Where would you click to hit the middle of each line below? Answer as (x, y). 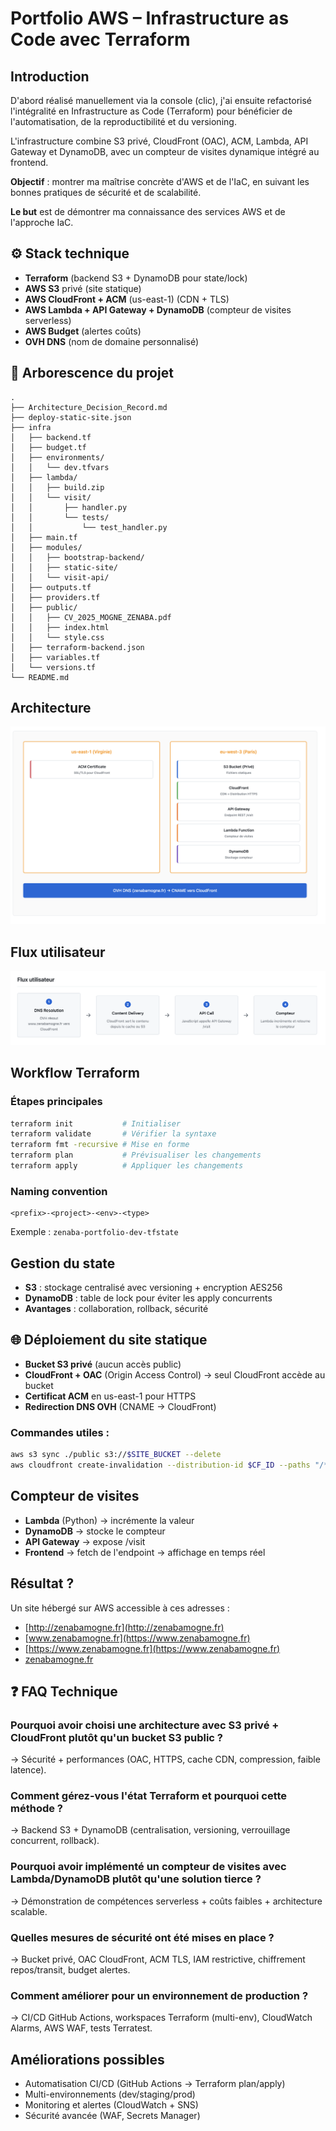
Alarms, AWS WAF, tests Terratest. (81, 2028)
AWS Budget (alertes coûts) (83, 331)
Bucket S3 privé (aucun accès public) (103, 1364)
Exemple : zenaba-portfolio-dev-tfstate (94, 1232)
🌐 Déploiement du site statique (109, 1340)
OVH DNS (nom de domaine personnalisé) (112, 341)
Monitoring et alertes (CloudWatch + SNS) (111, 2105)
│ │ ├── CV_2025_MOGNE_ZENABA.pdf (91, 617)
